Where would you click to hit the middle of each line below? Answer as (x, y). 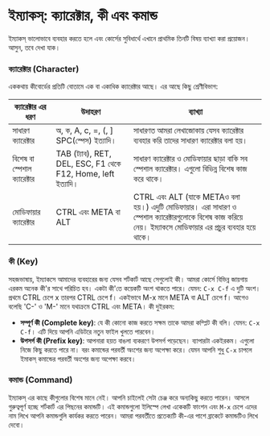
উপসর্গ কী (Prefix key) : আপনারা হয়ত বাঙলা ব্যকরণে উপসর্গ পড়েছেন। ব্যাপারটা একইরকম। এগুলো (137, 340)
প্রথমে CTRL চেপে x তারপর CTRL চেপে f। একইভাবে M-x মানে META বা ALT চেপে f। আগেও (129, 297)
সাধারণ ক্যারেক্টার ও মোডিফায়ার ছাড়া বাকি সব (190, 159)
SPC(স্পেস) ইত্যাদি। (86, 141)
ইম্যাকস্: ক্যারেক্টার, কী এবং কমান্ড (83, 16)
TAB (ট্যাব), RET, (84, 154)
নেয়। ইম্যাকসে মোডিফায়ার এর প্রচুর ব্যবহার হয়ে (195, 227)
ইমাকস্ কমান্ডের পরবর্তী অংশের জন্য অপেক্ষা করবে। (78, 359)
